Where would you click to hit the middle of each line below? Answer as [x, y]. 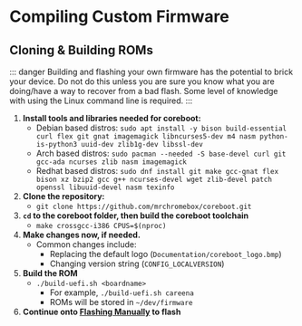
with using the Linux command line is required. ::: [101, 101]
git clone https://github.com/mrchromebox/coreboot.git [144, 206]
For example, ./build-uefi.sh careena [122, 292]
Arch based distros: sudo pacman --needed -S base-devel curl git [161, 153]
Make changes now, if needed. [81, 235]
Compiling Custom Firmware [119, 17]
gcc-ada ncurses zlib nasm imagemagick [112, 162]
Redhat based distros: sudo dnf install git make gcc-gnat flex [157, 171]
